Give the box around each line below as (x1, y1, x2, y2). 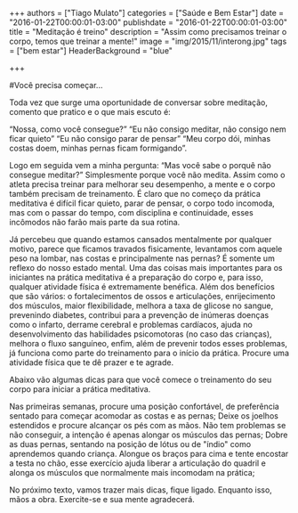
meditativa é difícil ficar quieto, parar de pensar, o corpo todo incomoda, (9, 198, 276, 208)
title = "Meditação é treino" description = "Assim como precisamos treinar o (9, 27, 287, 37)
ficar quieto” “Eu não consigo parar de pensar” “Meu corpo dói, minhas (9, 134, 271, 143)
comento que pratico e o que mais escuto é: (9, 107, 171, 117)
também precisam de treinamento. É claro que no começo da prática (9, 189, 261, 199)
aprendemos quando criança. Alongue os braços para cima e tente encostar (9, 449, 289, 459)
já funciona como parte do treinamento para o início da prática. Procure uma (9, 347, 289, 358)
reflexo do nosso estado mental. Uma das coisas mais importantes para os (9, 263, 283, 273)
